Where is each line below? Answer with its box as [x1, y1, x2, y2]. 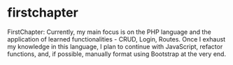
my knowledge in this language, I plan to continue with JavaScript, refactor [7, 42, 223, 50]
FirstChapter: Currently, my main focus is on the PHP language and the [7, 28, 211, 36]
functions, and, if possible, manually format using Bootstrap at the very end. [7, 50, 226, 58]
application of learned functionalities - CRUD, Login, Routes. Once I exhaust [7, 35, 226, 43]
